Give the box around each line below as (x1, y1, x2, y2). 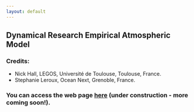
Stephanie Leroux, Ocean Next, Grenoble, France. (14, 77, 136, 84)
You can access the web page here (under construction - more (6, 91, 189, 100)
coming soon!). (6, 99, 51, 107)
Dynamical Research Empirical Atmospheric (6, 30, 171, 40)
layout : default (6, 8, 46, 15)
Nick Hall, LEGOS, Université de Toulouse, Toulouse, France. (14, 70, 162, 77)
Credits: (6, 57, 30, 65)
